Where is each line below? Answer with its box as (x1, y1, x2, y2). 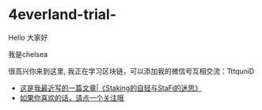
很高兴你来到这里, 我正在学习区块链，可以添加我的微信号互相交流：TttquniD (8, 66, 255, 76)
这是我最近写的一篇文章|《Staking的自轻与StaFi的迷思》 (19, 83, 203, 93)
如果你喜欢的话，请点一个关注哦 (19, 93, 124, 102)
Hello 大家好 (8, 32, 48, 42)
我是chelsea (8, 49, 48, 59)
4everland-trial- (8, 6, 117, 24)
